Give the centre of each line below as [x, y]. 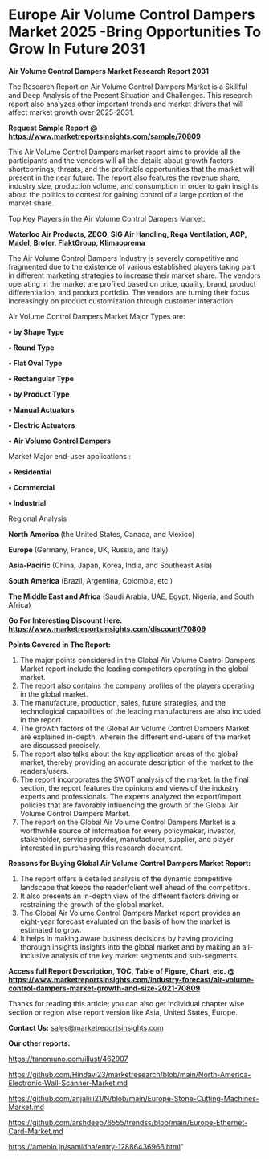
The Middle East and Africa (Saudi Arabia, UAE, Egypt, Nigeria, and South [131, 596]
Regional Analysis [38, 518]
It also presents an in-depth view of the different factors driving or [129, 896]
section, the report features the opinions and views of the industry [129, 787]
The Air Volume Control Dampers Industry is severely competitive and [124, 258]
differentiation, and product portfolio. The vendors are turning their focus [129, 292]
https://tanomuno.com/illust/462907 [68, 1059]
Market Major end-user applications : [69, 456]
